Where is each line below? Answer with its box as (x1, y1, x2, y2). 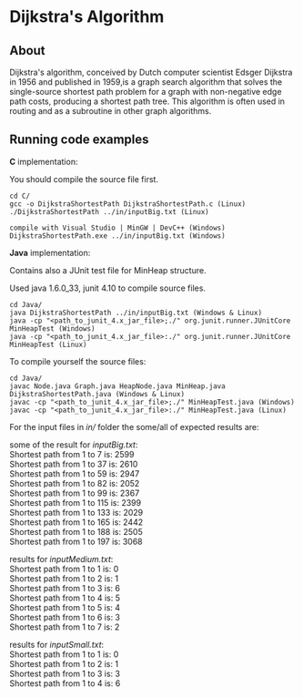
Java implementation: (9, 247, 91, 258)
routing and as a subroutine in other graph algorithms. (9, 106, 212, 116)
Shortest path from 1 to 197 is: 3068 (9, 536, 143, 547)
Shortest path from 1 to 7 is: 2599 (9, 448, 135, 459)
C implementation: (9, 156, 78, 167)
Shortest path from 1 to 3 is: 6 (9, 582, 121, 593)
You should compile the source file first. (9, 173, 159, 184)
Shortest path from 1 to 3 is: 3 (9, 668, 121, 679)
